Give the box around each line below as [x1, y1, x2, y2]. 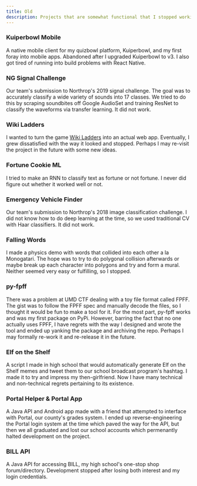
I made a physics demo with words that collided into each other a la [6, 249, 169, 256]
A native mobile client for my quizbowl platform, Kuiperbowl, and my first [6, 46, 182, 53]
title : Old [6, 8, 33, 15]
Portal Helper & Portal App [6, 394, 83, 403]
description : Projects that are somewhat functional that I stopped [6, 14, 177, 20]
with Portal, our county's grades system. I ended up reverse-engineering [6, 414, 182, 421]
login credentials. [6, 473, 48, 480]
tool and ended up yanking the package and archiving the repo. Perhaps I [6, 327, 184, 334]
